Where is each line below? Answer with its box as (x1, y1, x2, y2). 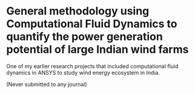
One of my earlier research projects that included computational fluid (6, 62, 179, 70)
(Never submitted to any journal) (6, 80, 87, 88)
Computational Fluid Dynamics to (6, 17, 177, 31)
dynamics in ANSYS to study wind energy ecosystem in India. (6, 69, 160, 76)
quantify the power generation (6, 30, 164, 43)
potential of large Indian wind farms (6, 43, 189, 57)
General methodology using (6, 4, 150, 18)
